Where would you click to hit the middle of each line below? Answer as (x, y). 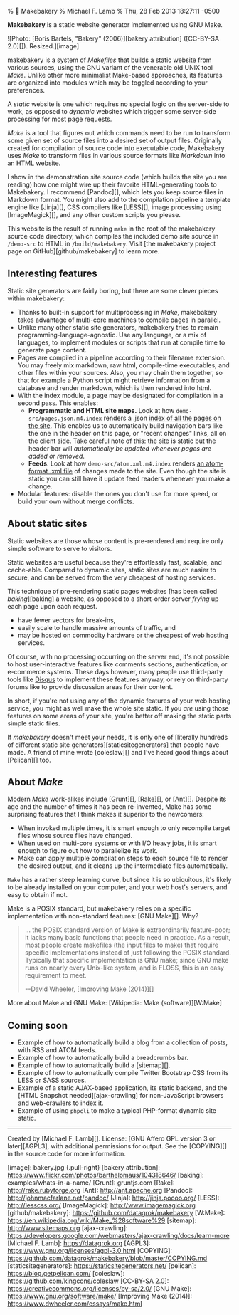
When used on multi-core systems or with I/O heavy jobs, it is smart (117, 843)
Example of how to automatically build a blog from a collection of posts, (122, 1042)
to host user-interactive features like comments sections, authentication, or (117, 664)
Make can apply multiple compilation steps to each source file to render (123, 859)
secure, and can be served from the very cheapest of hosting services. (111, 577)
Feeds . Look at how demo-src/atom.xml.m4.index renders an (116, 463)
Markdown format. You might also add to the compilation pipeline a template (119, 200)
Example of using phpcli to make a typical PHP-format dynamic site (117, 1111)
